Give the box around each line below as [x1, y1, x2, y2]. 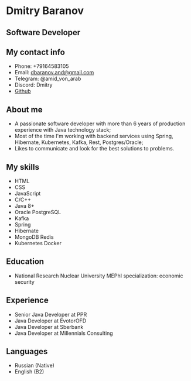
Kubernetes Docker [14, 240, 62, 247]
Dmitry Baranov [6, 4, 84, 18]
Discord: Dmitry [14, 81, 53, 88]
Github [14, 88, 31, 95]
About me [6, 104, 43, 115]
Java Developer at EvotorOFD [14, 317, 87, 324]
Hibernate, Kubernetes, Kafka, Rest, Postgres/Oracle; [14, 139, 144, 146]
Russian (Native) [14, 362, 54, 369]
